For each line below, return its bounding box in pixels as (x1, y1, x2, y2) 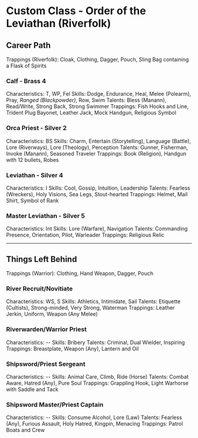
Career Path (6, 40, 51, 50)
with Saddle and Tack (6, 385, 59, 392)
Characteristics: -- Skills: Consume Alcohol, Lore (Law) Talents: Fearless (6, 414, 183, 421)
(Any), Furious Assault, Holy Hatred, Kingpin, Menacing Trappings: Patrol (6, 420, 183, 427)
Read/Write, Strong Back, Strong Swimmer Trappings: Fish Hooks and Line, (6, 103, 189, 110)
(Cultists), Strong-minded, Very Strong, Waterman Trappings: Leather (6, 304, 175, 312)
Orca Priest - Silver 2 (6, 124, 67, 132)
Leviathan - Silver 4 (6, 171, 64, 179)
